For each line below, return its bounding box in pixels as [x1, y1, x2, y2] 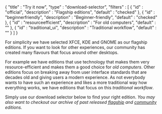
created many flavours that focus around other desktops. [5, 49, 119, 55]
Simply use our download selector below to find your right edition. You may [5, 94, 155, 100]
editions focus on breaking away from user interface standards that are [5, 69, 147, 75]
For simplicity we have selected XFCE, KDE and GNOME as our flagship [5, 39, 147, 45]
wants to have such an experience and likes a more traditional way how [5, 80, 147, 85]
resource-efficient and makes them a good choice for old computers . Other [5, 64, 155, 70]
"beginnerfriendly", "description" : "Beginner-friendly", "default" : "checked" [5, 15, 158, 20]
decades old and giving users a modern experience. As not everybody [5, 75, 146, 80]
